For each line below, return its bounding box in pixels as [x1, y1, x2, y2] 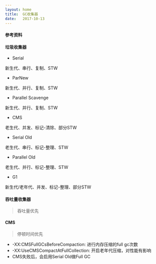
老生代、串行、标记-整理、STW [5, 144, 68, 150]
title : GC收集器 [5, 12, 38, 17]
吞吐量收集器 [5, 196, 31, 202]
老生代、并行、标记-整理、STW [5, 164, 68, 170]
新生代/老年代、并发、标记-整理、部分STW [5, 184, 91, 190]
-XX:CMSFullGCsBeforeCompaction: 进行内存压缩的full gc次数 [12, 241, 138, 247]
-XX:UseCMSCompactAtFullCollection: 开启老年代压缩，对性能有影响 [12, 247, 152, 253]
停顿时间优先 [17, 231, 43, 237]
